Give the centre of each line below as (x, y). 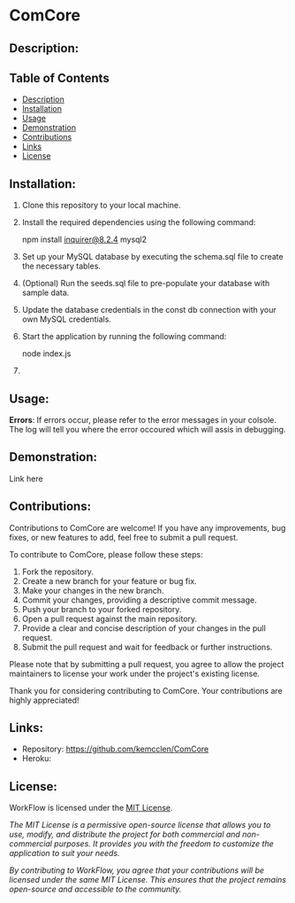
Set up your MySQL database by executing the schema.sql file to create (153, 257)
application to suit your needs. (65, 853)
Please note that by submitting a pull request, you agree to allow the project (147, 664)
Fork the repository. (58, 572)
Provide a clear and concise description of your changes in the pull (144, 628)
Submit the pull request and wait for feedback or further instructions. (147, 647)
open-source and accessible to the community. (95, 889)
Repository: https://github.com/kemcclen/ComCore (115, 749)
